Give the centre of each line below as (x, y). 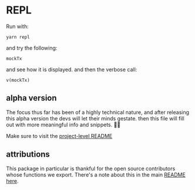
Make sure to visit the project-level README (59, 136)
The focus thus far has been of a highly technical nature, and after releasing (97, 112)
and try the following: (32, 48)
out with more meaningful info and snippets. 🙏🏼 (64, 125)
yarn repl (18, 37)
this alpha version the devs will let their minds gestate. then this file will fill (95, 118)
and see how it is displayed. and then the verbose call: (72, 69)
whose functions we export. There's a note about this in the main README (96, 175)
